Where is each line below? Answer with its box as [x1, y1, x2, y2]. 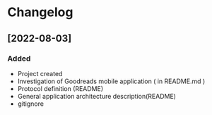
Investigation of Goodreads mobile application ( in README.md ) [17, 77, 206, 85]
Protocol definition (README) [17, 84, 104, 92]
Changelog [7, 4, 73, 20]
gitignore [17, 99, 45, 108]
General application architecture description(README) [17, 92, 177, 100]
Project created [17, 69, 63, 78]
